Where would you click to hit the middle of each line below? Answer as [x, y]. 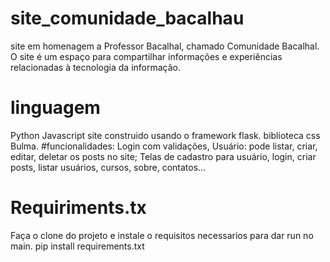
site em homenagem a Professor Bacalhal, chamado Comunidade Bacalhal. [165, 46]
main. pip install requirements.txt [77, 246]
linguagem [55, 108]
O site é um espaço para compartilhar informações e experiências [146, 56]
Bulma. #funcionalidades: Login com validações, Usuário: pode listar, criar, [164, 146]
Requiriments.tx [78, 208]
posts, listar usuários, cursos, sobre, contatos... [108, 167]
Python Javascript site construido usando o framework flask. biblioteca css [165, 135]
